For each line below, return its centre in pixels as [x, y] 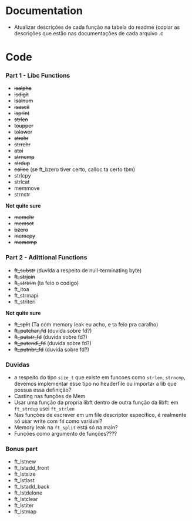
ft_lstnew [25, 462]
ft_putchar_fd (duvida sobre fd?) [53, 330]
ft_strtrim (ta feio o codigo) [46, 283]
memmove [27, 188]
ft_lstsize [25, 474]
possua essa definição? [43, 390]
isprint [22, 113]
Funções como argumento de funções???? [65, 434]
